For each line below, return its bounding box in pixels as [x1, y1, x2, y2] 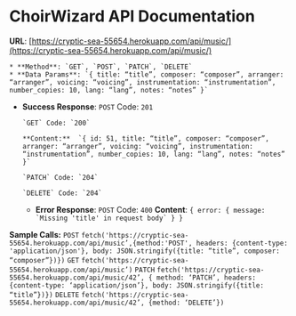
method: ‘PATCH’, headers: [156, 273, 256, 282]
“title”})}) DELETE [9, 290, 80, 299]
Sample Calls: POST [9, 229, 80, 239]
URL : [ [9, 36, 33, 46]
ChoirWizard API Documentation [9, 6, 255, 27]
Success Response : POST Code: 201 [21, 101, 154, 112]
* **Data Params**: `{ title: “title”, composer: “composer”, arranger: [9, 69, 284, 79]
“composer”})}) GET [9, 255, 80, 264]
